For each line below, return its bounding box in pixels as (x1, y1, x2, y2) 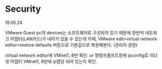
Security (5, 3, 41, 15)
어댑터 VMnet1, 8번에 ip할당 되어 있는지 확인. (10, 58, 97, 64)
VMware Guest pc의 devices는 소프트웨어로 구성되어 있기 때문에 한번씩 (5, 29, 144, 35)
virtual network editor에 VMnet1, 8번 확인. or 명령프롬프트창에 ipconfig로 (5, 52, 149, 58)
